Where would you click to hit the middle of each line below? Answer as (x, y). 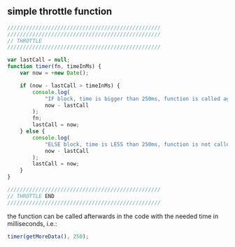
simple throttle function (60, 12)
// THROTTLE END (31, 196)
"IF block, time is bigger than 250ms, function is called (132, 99)
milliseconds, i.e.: (32, 223)
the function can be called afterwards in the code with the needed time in (113, 216)
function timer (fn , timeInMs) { (54, 67)
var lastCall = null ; (39, 60)
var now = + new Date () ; (55, 73)
